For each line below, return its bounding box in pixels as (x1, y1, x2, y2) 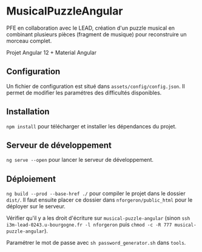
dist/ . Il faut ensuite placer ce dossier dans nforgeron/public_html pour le (6, 196, 193, 204)
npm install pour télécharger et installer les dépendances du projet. (6, 122, 177, 130)
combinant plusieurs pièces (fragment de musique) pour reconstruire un (6, 30, 187, 38)
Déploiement (6, 174, 56, 184)
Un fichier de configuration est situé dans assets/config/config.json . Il (6, 82, 185, 90)
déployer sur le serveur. (6, 203, 66, 210)
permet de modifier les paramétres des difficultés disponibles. (6, 89, 162, 96)
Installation (6, 107, 50, 117)
